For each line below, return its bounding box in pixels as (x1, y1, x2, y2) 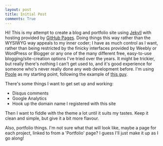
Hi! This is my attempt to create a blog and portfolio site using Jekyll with (5, 30, 151, 36)
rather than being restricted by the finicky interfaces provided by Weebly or (5, 45, 157, 51)
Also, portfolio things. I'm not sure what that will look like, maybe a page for (5, 125, 157, 131)
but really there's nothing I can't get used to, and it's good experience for (5, 61, 152, 67)
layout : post (5, 7, 32, 12)
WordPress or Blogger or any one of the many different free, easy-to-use (5, 50, 152, 56)
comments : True (5, 16, 36, 21)
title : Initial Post (5, 12, 47, 17)
